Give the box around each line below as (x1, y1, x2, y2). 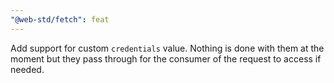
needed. (10, 63, 45, 75)
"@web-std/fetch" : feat (10, 14, 110, 25)
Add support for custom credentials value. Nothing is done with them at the (10, 42, 325, 54)
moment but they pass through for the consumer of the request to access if (10, 52, 322, 65)
